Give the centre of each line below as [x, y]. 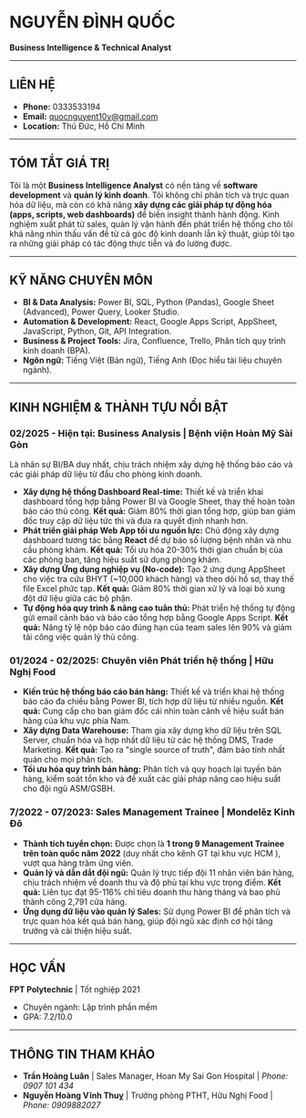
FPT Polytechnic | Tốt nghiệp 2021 [75, 990]
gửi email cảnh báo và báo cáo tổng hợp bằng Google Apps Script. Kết [155, 618]
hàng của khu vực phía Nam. [76, 721]
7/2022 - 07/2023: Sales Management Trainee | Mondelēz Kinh [153, 812]
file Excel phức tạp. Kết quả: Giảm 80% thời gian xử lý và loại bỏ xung [153, 589]
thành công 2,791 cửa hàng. [75, 901]
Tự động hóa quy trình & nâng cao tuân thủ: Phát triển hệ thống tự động [159, 608]
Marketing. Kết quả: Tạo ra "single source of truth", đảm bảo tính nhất [153, 750]
